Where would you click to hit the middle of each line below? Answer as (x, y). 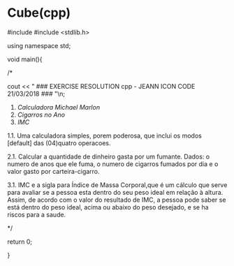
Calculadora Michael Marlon (58, 107)
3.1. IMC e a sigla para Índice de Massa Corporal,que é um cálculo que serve (117, 185)
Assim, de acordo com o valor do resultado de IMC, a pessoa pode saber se (117, 200)
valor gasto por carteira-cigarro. (53, 171)
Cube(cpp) (39, 13)
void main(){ (25, 59)
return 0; (20, 242)
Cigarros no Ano (41, 114)
